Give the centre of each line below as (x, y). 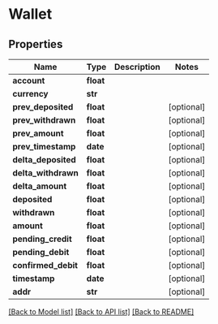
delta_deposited (45, 160)
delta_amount (40, 186)
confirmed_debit (45, 265)
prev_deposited (43, 107)
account (29, 80)
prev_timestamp (44, 147)
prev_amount (38, 133)
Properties (36, 44)
